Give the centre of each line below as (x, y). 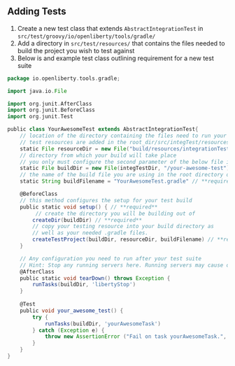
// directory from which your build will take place (98, 155)
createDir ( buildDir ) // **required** (87, 220)
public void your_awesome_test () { (72, 311)
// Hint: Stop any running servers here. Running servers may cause (122, 265)
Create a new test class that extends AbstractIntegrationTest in (110, 28)
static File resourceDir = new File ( (75, 149)
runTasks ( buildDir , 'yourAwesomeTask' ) (102, 324)
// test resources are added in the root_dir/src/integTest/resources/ (126, 142)
